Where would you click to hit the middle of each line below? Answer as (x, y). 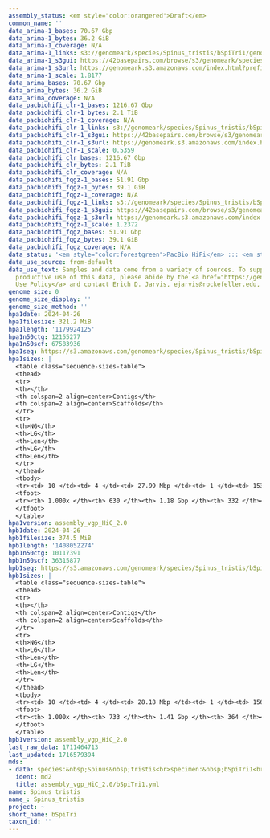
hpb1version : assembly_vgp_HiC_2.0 (68, 739)
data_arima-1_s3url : (43, 68)
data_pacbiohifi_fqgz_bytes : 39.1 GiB (73, 240)
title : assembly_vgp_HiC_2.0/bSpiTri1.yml (88, 784)
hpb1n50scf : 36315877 (45, 560)
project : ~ (27, 807)
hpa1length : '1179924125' (51, 329)
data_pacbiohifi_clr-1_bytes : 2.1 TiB (73, 113)
